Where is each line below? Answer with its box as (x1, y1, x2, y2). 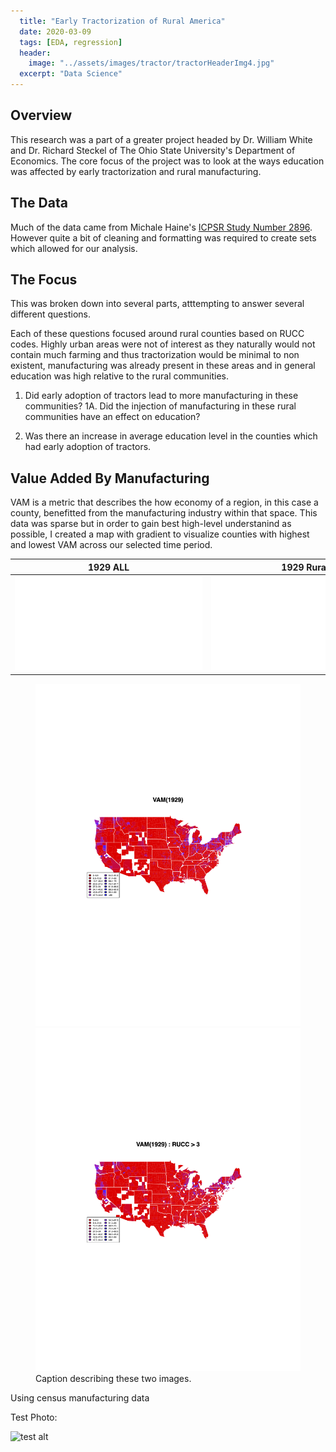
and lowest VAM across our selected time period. (10, 539, 213, 551)
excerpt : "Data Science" (19, 69, 123, 79)
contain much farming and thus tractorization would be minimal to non (10, 349, 300, 361)
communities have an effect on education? (24, 411, 201, 423)
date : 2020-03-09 (19, 26, 92, 37)
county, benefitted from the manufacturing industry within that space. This (10, 507, 318, 519)
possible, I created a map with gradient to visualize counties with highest (10, 528, 310, 540)
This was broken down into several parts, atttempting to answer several (10, 298, 305, 310)
